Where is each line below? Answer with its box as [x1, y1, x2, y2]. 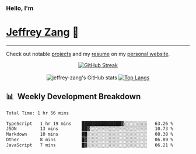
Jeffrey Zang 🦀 [6, 26, 79, 39]
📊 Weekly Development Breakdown [6, 92, 141, 101]
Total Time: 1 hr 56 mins [6, 110, 69, 116]
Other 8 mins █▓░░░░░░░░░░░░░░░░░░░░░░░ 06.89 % [6, 137, 174, 143]
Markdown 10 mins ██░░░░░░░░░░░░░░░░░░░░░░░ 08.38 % [6, 131, 174, 138]
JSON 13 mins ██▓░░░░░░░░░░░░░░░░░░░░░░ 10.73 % [6, 126, 174, 132]
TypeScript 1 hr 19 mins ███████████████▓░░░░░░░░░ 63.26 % [6, 121, 174, 127]
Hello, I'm [6, 4, 34, 12]
